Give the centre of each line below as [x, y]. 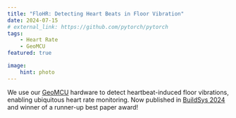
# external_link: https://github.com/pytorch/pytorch [88, 27]
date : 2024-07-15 [33, 20]
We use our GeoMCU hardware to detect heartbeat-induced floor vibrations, [118, 92]
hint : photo [37, 72]
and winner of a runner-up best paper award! [73, 107]
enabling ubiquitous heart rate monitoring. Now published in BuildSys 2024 [116, 100]
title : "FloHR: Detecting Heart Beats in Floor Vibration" [96, 14]
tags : [15, 33]
